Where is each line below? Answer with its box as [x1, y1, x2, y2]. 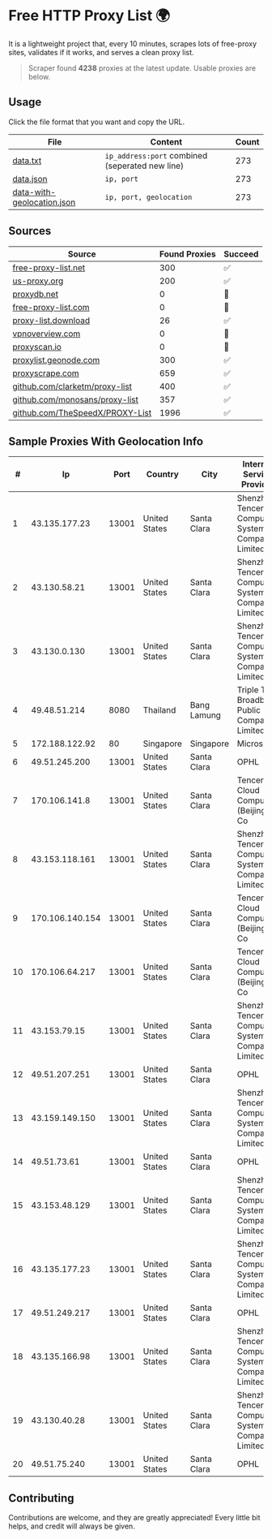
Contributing [8, 1491, 74, 1505]
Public [236, 705, 261, 716]
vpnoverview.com [12, 328, 81, 339]
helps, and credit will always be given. [8, 1521, 135, 1531]
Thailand [142, 705, 176, 716]
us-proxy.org [12, 275, 64, 287]
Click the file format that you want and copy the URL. [8, 117, 185, 127]
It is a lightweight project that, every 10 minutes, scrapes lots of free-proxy [8, 38, 257, 49]
